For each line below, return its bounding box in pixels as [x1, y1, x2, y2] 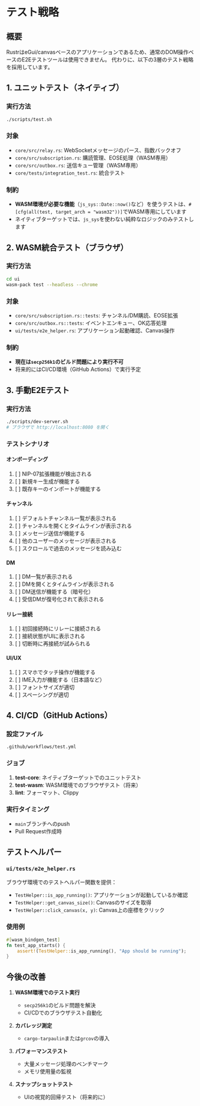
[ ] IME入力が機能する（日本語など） [14, 676, 105, 683]
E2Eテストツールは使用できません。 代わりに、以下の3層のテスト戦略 [22, 56, 194, 63]
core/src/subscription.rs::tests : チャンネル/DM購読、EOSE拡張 [14, 311, 178, 319]
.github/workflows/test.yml [6, 744, 77, 750]
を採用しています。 [6, 64, 53, 70]
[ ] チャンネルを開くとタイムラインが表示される [14, 522, 132, 529]
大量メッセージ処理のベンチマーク [23, 1060, 109, 1067]
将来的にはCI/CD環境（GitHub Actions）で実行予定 [14, 365, 141, 373]
